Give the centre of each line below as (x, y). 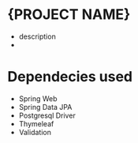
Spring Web (38, 98)
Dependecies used (70, 77)
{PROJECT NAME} (69, 15)
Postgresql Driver (47, 115)
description (37, 36)
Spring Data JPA (45, 107)
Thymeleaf (36, 123)
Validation (35, 132)
